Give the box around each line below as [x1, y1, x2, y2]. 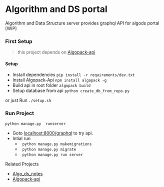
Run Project [5, 110, 34, 117]
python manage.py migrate [22, 146, 76, 152]
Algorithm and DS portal [5, 3, 107, 15]
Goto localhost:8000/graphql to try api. [12, 130, 93, 136]
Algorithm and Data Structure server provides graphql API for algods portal [5, 20, 159, 26]
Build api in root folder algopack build [12, 82, 91, 88]
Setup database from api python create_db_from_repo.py [12, 87, 130, 93]
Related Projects [5, 161, 39, 167]
